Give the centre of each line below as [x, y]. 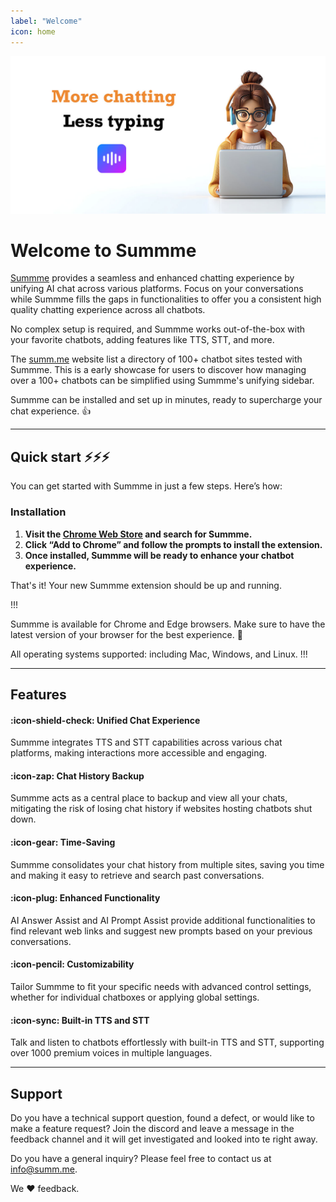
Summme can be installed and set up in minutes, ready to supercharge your [166, 400]
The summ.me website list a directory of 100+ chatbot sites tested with [156, 359]
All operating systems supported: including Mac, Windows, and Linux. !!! [159, 654]
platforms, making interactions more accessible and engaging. [139, 753]
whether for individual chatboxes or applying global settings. [135, 997]
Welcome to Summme [103, 250]
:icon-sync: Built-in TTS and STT [80, 1020]
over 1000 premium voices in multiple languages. [111, 1053]
